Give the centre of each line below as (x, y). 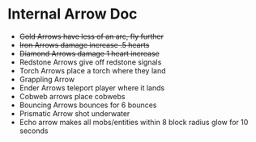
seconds (34, 131)
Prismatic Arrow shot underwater (75, 113)
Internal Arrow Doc (73, 14)
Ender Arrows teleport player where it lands (92, 88)
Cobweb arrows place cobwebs (72, 96)
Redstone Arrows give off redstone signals (90, 62)
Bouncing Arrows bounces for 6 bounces (88, 105)
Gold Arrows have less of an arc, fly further (91, 36)
